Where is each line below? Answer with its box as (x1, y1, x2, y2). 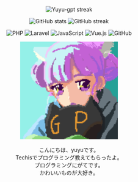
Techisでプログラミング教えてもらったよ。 (15, 154, 123, 161)
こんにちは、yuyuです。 (38, 147, 100, 153)
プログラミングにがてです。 (34, 162, 104, 169)
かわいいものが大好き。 (39, 169, 99, 177)
